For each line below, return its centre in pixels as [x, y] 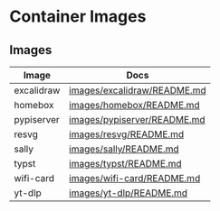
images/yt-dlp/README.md [129, 193]
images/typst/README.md [125, 164]
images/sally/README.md [124, 149]
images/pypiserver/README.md [137, 119]
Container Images [78, 17]
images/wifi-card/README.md [135, 178]
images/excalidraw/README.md [138, 90]
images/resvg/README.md [126, 134]
